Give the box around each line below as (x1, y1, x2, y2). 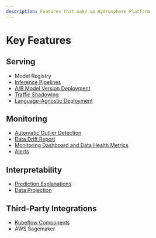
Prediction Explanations (14, 180, 72, 187)
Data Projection (14, 187, 52, 194)
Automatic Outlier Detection (14, 129, 82, 136)
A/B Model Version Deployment (14, 85, 91, 92)
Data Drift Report (14, 135, 56, 143)
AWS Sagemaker (14, 225, 56, 232)
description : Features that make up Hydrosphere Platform (6, 8, 150, 15)
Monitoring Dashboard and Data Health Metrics (14, 142, 129, 149)
